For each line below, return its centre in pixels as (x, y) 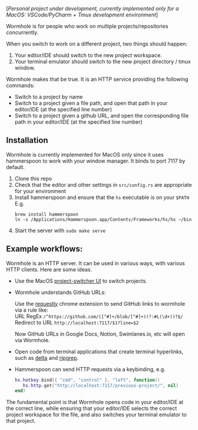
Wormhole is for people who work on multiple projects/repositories (87, 26)
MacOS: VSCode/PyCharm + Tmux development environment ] (82, 15)
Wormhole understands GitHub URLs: (60, 292)
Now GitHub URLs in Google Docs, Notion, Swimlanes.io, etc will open (100, 334)
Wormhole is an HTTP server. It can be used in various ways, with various (95, 263)
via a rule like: (32, 310)
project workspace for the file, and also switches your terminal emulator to (96, 415)
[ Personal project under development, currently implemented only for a (93, 9)
